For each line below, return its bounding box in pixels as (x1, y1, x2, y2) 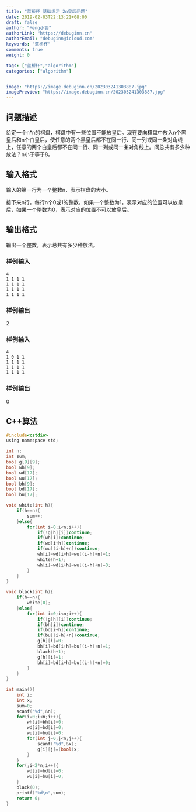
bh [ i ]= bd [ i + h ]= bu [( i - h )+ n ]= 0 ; (37, 659, 111, 666)
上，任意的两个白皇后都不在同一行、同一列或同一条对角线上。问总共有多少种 (6, 143, 190, 150)
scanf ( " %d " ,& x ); (37, 741, 77, 746)
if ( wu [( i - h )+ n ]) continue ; (37, 546, 100, 552)
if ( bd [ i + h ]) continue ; (37, 627, 90, 633)
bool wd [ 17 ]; (6, 470, 38, 476)
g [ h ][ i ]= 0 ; (37, 638, 64, 644)
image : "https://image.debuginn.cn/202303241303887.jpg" (6, 84, 148, 90)
